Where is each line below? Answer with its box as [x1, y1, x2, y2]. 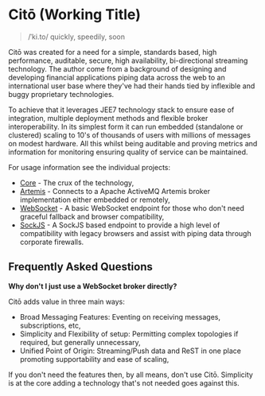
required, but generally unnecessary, [19, 337, 141, 347]
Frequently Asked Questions [8, 260, 154, 274]
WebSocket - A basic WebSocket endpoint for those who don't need [19, 203, 245, 212]
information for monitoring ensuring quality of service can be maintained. [8, 147, 248, 157]
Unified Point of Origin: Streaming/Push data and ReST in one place [19, 346, 241, 355]
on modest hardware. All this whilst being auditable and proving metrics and [8, 138, 258, 148]
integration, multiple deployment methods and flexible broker [8, 113, 208, 122]
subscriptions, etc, [19, 320, 81, 330]
